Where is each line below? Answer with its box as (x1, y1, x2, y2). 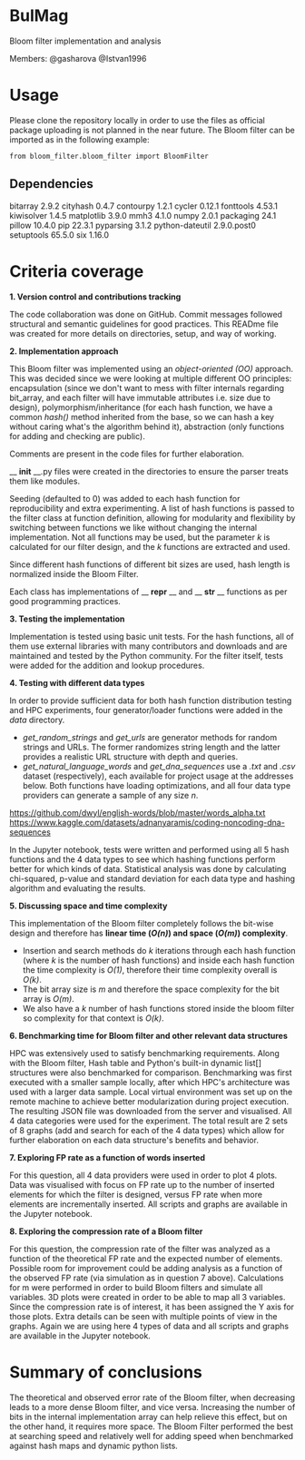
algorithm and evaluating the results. (9, 882, 146, 894)
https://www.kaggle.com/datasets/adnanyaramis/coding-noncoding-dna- (9, 817, 286, 828)
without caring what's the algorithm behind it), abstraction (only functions (9, 421, 285, 432)
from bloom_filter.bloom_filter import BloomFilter (9, 152, 209, 161)
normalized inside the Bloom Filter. (9, 568, 139, 579)
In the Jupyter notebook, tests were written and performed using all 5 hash (9, 844, 290, 855)
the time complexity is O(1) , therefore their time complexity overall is (22, 964, 278, 975)
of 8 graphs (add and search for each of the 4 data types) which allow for (9, 1124, 285, 1135)
